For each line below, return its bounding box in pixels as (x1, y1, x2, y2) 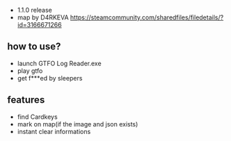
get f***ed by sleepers (17, 74, 83, 82)
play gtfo (17, 66, 43, 75)
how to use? (7, 41, 61, 53)
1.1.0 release (17, 6, 52, 14)
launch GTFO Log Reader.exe (17, 59, 102, 67)
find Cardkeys (17, 113, 58, 121)
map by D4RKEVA (17, 13, 69, 22)
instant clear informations (17, 127, 91, 135)
